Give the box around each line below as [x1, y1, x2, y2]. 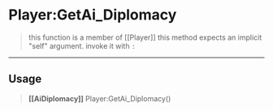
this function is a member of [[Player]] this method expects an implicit [28, 32, 262, 42]
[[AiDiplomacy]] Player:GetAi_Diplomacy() [28, 93, 171, 103]
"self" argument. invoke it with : [28, 41, 136, 50]
